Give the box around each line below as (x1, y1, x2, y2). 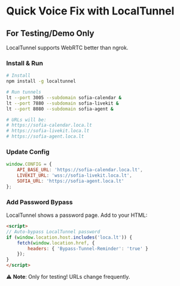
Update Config (6, 147, 50, 156)
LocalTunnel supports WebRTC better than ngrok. (6, 44, 129, 51)
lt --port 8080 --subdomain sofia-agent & (6, 106, 114, 112)
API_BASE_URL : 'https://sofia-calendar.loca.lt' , (17, 167, 144, 173)
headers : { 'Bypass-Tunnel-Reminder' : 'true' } (28, 245, 148, 252)
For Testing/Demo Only (6, 28, 94, 38)
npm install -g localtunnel (6, 78, 77, 85)
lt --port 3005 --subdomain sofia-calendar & (6, 94, 121, 100)
